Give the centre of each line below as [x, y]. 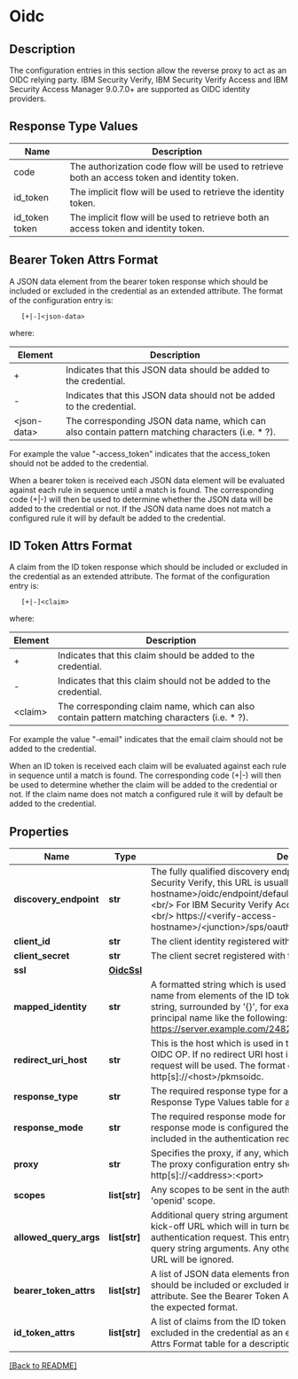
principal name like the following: [219, 1018]
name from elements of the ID [212, 996]
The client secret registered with [218, 956]
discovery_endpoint [56, 899]
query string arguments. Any [210, 1249]
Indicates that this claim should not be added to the [164, 681]
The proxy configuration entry [213, 1164]
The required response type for [216, 1091]
